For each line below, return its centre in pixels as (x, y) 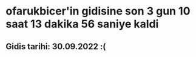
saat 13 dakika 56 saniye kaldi (82, 24)
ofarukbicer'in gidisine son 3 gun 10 (98, 11)
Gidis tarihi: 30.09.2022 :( (56, 46)
